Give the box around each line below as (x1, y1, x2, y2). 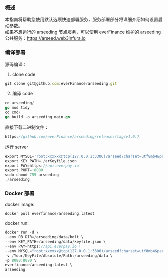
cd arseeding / (5, 101, 35, 106)
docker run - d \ (5, 230, 39, 235)
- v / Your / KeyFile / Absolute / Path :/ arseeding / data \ (5, 253, 113, 258)
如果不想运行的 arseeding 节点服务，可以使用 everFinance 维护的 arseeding (5, 29, 161, 35)
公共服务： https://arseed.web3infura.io (5, 35, 86, 41)
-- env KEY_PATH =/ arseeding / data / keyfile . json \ (5, 239, 106, 244)
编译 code (12, 91, 33, 97)
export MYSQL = (5, 154, 35, 159)
